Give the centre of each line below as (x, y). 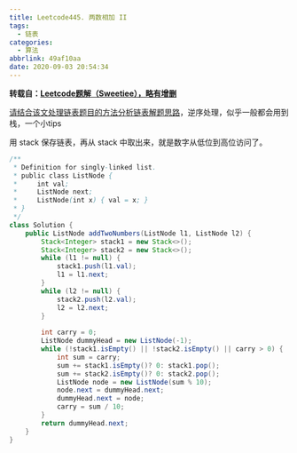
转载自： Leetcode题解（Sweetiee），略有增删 (93, 93)
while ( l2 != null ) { (81, 291)
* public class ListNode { (63, 175)
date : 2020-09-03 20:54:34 (59, 68)
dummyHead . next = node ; (100, 399)
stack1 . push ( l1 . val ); (97, 266)
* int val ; (41, 184)
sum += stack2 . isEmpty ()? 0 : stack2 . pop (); (138, 374)
